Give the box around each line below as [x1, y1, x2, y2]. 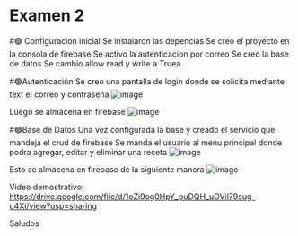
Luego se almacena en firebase [9, 106, 126, 117]
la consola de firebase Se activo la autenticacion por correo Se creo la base [9, 48, 289, 59]
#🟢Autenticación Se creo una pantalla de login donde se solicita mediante [9, 75, 285, 86]
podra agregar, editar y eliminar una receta [9, 146, 168, 157]
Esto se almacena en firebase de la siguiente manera [9, 163, 205, 175]
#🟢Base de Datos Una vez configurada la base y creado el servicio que [9, 124, 276, 135]
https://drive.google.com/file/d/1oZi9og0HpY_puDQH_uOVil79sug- [9, 190, 256, 202]
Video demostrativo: [9, 181, 84, 192]
